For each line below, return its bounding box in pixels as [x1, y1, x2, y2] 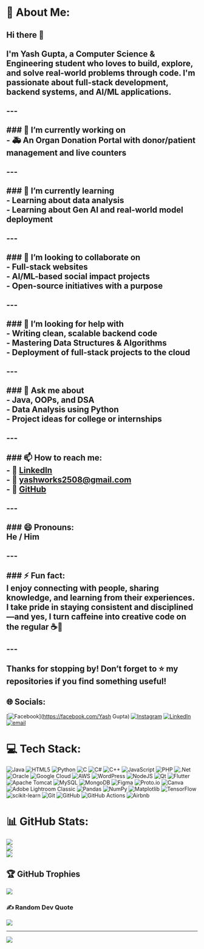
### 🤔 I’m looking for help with [6, 319, 124, 329]
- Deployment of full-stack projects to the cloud [6, 347, 190, 358]
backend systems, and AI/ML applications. [6, 86, 172, 97]
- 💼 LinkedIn [6, 465, 53, 475]
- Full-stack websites [6, 262, 88, 272]
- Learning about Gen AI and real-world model [6, 204, 183, 215]
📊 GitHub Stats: [6, 815, 89, 828]
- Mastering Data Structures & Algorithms [6, 338, 167, 348]
